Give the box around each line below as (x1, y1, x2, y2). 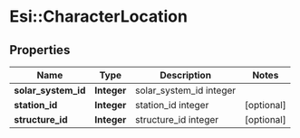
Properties (9, 42, 71, 58)
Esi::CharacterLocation (9, 6, 189, 27)
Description (160, 69, 211, 81)
